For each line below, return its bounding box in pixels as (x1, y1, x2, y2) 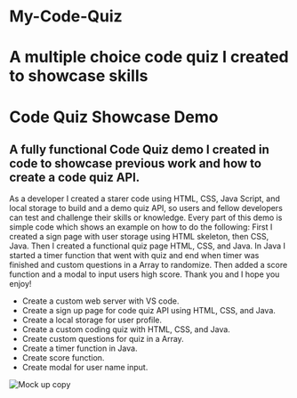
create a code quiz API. (9, 169, 140, 184)
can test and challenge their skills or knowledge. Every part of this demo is (9, 212, 283, 223)
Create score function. (21, 353, 105, 363)
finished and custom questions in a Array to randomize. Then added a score (9, 260, 288, 271)
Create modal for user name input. (21, 362, 148, 373)
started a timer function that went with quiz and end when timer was (9, 250, 260, 261)
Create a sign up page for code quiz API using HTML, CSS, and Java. (21, 305, 276, 316)
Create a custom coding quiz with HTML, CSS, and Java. (21, 324, 231, 335)
